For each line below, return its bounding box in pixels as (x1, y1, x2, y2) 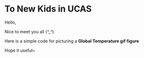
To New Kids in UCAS (4, 3, 92, 14)
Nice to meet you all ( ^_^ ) (4, 29, 54, 34)
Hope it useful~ (4, 47, 36, 53)
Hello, (4, 19, 16, 25)
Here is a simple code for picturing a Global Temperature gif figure (4, 38, 139, 44)
